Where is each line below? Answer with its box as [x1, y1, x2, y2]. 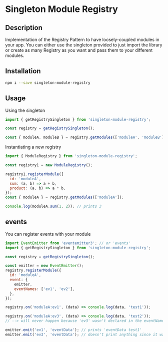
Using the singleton [5, 107, 45, 113]
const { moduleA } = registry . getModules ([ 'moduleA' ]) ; [5, 195, 124, 200]
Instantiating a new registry [5, 144, 61, 150]
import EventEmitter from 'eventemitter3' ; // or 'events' [5, 241, 131, 246]
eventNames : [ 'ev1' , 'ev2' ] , [14, 286, 75, 292]
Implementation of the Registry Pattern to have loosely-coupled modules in [5, 36, 160, 42]
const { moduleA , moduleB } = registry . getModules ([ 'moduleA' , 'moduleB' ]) [5, 135, 166, 140]
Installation [5, 67, 41, 75]
